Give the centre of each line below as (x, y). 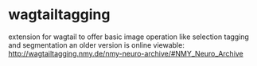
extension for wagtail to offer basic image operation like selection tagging (128, 37)
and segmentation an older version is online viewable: (96, 45)
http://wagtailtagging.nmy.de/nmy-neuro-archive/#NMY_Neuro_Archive (126, 53)
